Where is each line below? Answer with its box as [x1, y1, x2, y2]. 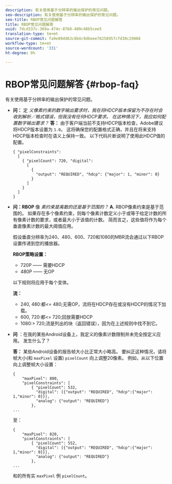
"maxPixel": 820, [22, 432, 59, 437]
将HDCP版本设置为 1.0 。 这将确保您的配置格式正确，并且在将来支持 [12, 127, 156, 133]
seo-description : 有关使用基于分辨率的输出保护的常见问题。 [5, 12, 121, 17]
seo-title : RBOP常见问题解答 [5, 17, 63, 22]
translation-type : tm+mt [5, 31, 58, 36]
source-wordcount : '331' [5, 46, 58, 51]
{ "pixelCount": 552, [31, 441, 78, 446]
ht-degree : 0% [5, 50, 36, 55]
